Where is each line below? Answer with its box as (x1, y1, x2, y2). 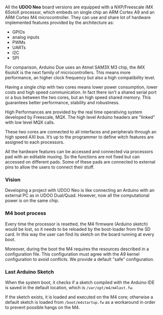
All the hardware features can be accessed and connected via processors (5, 148, 153, 154)
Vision (5, 176, 21, 183)
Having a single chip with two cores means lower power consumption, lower (5, 84, 158, 90)
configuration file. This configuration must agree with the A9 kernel (5, 251, 140, 257)
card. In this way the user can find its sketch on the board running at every (5, 231, 155, 237)
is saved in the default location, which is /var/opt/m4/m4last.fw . (5, 284, 134, 290)
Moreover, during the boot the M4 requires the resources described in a (5, 246, 149, 252)
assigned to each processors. (5, 139, 65, 145)
